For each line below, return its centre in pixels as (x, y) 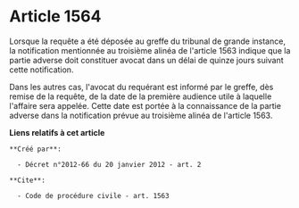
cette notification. (42, 70)
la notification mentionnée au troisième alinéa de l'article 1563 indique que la (150, 50)
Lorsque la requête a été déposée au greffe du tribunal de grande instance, (147, 41)
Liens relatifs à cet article (57, 132)
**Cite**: (28, 180)
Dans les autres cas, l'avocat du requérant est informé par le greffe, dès (141, 87)
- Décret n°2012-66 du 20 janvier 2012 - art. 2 (109, 164)
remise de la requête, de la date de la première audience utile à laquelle (141, 96)
